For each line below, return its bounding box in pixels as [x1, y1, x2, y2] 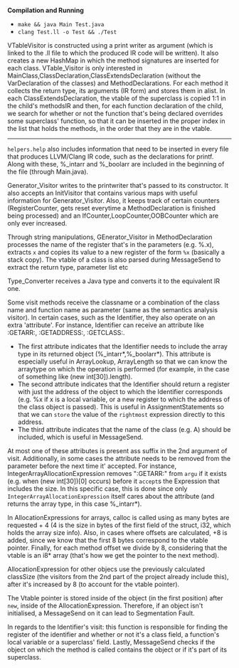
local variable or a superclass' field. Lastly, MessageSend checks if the [7, 638, 216, 646]
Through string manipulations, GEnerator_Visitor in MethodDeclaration [7, 233, 213, 241]
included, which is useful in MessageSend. [17, 433, 144, 441]
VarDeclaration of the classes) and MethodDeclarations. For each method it [7, 79, 229, 88]
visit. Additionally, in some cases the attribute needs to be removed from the [7, 455, 231, 462]
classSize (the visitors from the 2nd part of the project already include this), [7, 573, 229, 580]
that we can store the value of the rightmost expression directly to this [17, 410, 225, 418]
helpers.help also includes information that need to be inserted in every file [7, 145, 229, 153]
